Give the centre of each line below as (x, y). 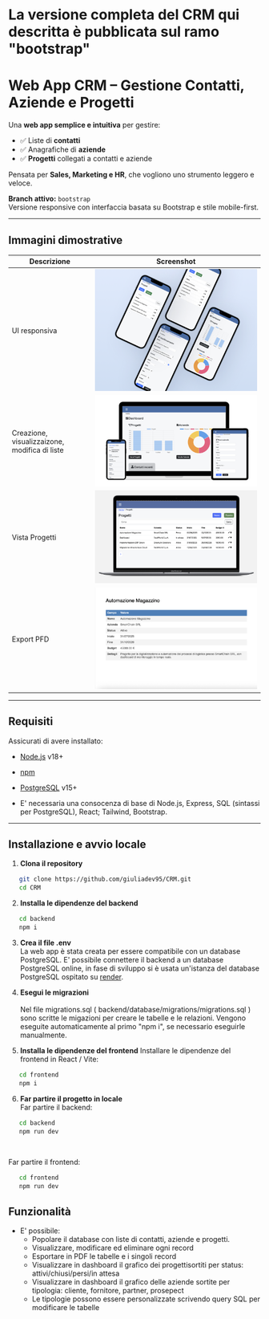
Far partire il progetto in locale (71, 1098)
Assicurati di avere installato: (56, 741)
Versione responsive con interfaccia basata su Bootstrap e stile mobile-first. (133, 207)
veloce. (20, 183)
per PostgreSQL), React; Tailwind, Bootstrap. (94, 812)
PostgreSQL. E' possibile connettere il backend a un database (122, 959)
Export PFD (30, 639)
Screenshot (176, 262)
